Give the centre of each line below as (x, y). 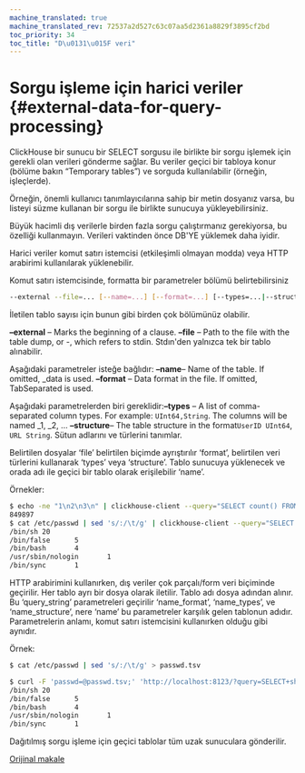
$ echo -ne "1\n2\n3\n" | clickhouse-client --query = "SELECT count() (144, 507)
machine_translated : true (58, 18)
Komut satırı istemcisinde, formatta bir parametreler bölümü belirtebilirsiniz (149, 281)
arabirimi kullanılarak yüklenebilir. (72, 263)
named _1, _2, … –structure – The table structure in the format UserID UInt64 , (151, 426)
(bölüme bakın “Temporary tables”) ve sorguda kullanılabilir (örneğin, (138, 171)
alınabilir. (26, 352)
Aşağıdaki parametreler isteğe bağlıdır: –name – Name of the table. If (137, 369)
